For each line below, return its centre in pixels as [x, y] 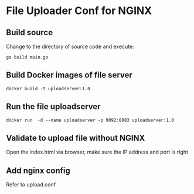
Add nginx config [38, 170]
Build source [30, 33]
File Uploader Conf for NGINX [79, 11]
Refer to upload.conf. [32, 185]
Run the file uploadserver [53, 107]
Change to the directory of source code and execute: [70, 46]
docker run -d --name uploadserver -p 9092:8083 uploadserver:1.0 [90, 120]
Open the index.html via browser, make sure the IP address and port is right [97, 152]
